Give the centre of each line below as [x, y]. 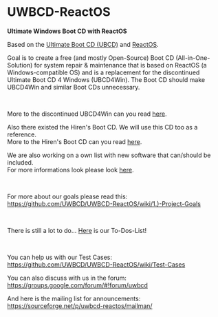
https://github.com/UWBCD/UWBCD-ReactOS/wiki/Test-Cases [96, 264]
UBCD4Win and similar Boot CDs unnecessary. [74, 87]
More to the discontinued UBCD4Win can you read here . [87, 114]
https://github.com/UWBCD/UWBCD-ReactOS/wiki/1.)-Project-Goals [104, 203]
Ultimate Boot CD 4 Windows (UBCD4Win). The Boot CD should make [106, 79]
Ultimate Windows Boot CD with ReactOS [67, 31]
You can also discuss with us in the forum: [67, 278]
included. [20, 162]
